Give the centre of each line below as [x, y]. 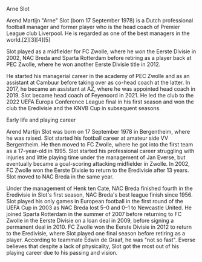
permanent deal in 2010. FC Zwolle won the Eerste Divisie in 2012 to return [99, 227]
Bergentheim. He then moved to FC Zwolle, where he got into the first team [100, 144]
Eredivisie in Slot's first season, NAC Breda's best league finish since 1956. [99, 195]
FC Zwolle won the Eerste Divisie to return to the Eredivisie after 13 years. [98, 170]
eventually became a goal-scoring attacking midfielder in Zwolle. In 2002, [98, 164]
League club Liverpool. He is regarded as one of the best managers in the [98, 33]
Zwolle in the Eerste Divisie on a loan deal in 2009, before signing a [90, 221]
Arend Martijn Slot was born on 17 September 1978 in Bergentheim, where [98, 132]
